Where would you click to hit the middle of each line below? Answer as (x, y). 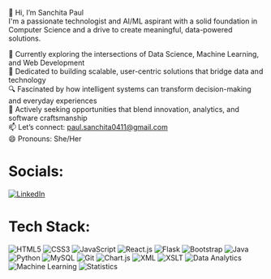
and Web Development (47, 62)
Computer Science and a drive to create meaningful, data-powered (120, 30)
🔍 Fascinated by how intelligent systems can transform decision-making (130, 89)
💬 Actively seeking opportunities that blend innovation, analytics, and (124, 109)
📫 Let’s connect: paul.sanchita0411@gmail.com (88, 127)
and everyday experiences (53, 101)
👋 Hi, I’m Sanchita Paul (46, 13)
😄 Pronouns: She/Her (45, 139)
